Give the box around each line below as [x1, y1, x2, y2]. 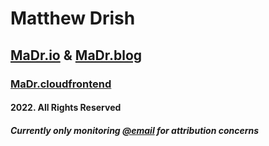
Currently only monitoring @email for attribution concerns [10, 124, 260, 136]
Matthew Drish [10, 7, 136, 30]
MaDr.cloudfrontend [10, 77, 112, 91]
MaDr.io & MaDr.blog [10, 47, 143, 64]
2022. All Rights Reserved [10, 102, 122, 114]
